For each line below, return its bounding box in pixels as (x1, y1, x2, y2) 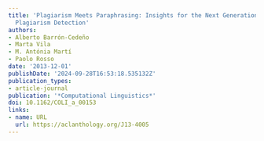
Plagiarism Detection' (15, 19, 90, 27)
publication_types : (8, 77, 72, 85)
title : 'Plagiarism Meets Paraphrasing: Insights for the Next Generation (8, 11, 258, 20)
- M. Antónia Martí (8, 48, 72, 56)
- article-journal (8, 84, 68, 92)
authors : (8, 26, 37, 34)
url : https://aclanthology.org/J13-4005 (15, 121, 149, 128)
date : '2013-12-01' (8, 63, 72, 70)
